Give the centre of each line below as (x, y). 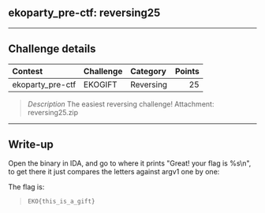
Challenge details (52, 49)
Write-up (31, 145)
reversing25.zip (53, 112)
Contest (28, 71)
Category (148, 71)
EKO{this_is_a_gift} (61, 202)
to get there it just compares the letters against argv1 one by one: (114, 172)
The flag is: (26, 187)
